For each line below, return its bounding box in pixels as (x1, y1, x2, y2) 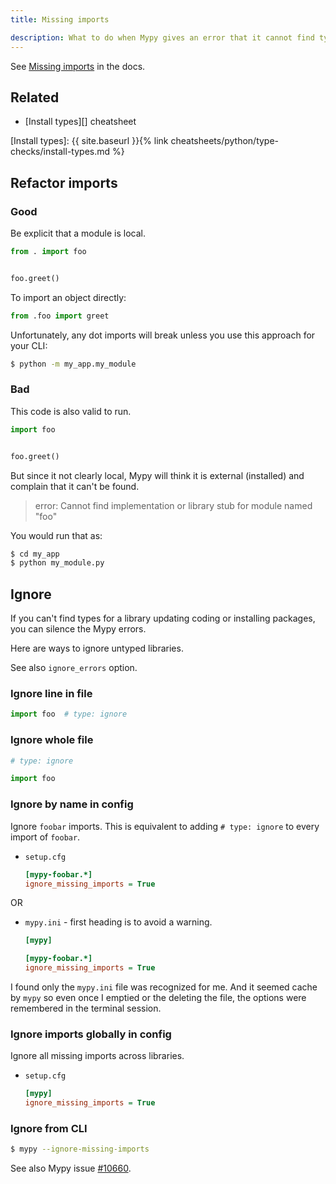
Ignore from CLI (10, 1121, 88, 1135)
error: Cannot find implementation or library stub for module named (34, 499, 313, 511)
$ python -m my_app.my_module (10, 359, 137, 369)
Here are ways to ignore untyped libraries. (10, 642, 184, 655)
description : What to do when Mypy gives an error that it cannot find (10, 32, 315, 43)
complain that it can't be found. (10, 480, 140, 492)
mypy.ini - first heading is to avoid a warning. (24, 916, 213, 928)
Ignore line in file (10, 687, 93, 701)
